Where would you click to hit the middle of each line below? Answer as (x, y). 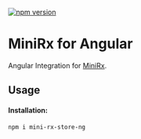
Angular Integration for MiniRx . (58, 65)
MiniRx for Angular (70, 44)
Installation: (28, 110)
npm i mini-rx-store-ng (47, 127)
